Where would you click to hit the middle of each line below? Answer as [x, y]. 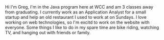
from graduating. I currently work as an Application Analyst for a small [76, 12]
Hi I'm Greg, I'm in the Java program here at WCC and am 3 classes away [79, 7]
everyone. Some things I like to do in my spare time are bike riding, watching [82, 27]
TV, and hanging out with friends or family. [48, 33]
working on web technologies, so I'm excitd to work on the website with [77, 22]
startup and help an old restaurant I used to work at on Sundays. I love [76, 17]
